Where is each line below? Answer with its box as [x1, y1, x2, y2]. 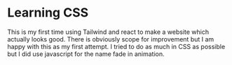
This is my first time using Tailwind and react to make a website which [7, 28, 210, 36]
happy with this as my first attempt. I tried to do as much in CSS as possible [7, 42, 226, 50]
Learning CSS [7, 5, 89, 21]
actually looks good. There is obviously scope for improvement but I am [7, 35, 214, 43]
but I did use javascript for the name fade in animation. [7, 50, 165, 58]
